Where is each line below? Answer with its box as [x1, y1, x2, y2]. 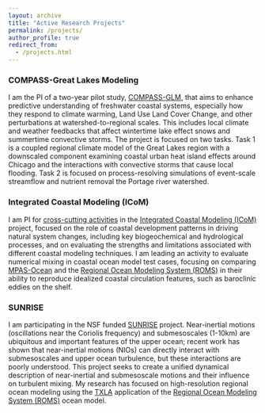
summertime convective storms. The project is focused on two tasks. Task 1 [8, 135, 256, 144]
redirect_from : [8, 41, 59, 49]
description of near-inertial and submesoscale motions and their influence [8, 370, 250, 380]
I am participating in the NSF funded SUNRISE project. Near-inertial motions [8, 319, 256, 329]
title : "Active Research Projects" [8, 19, 126, 27]
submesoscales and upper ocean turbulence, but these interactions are [8, 354, 241, 363]
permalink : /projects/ [8, 26, 83, 34]
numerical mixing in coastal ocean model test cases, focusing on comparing [8, 257, 257, 266]
